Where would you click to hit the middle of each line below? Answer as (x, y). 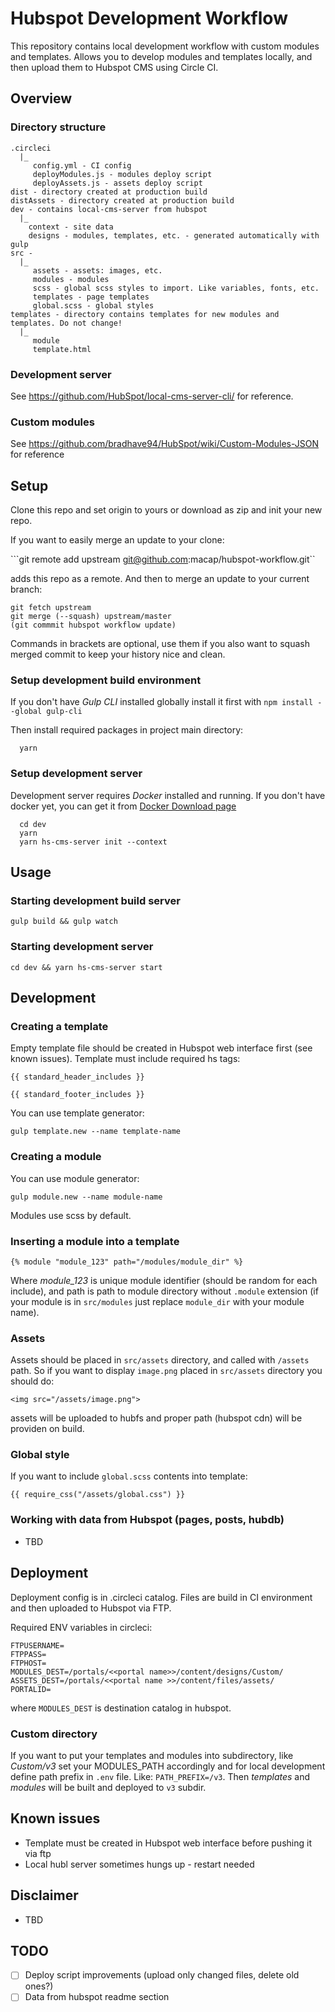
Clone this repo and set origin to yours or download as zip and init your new (166, 510)
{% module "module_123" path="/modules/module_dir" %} (127, 1262)
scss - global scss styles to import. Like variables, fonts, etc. (176, 288)
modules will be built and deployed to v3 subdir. (108, 1787)
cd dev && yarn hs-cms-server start (86, 967)
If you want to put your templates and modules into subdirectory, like (152, 1755)
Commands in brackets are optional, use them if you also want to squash (160, 644)
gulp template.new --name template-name (96, 1132)
